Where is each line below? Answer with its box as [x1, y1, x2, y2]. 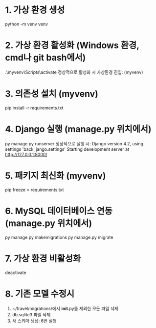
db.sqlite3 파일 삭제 [12, 311, 51, 317]
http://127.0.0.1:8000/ [5, 151, 47, 157]
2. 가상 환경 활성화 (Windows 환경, [5, 40, 139, 51]
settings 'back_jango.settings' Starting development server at [5, 146, 130, 152]
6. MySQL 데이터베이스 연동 [5, 205, 112, 217]
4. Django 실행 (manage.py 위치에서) [5, 124, 152, 135]
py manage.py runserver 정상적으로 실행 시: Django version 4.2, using [5, 140, 143, 146]
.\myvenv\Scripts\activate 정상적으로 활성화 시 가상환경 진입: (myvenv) [5, 69, 143, 75]
